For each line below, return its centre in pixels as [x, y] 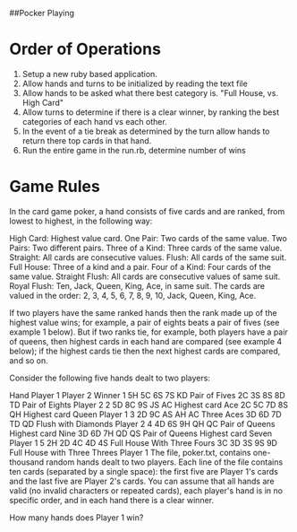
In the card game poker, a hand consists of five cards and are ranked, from [147, 211]
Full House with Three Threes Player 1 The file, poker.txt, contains [130, 452]
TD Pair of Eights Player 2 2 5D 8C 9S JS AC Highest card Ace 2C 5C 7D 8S [149, 405]
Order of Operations [85, 49]
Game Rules [55, 187]
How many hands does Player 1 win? [76, 517]
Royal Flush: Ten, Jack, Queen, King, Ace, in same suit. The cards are [137, 285]
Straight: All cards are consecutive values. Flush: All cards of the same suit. [148, 257]
